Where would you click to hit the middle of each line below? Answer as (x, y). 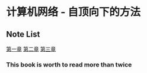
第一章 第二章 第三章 (31, 49)
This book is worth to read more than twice (69, 64)
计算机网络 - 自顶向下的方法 (73, 12)
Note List (23, 34)
